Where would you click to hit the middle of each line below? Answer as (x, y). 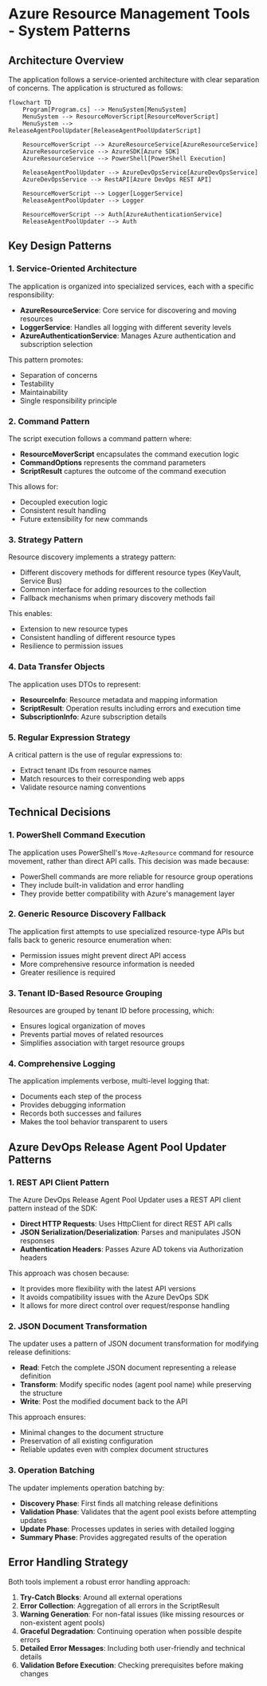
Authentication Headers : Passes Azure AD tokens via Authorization (132, 1249)
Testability (37, 384)
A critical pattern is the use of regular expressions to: (95, 754)
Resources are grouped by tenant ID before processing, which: (112, 1011)
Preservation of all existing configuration (86, 1441)
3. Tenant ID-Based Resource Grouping (85, 993)
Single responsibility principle (68, 400)
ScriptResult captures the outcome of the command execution (123, 471)
